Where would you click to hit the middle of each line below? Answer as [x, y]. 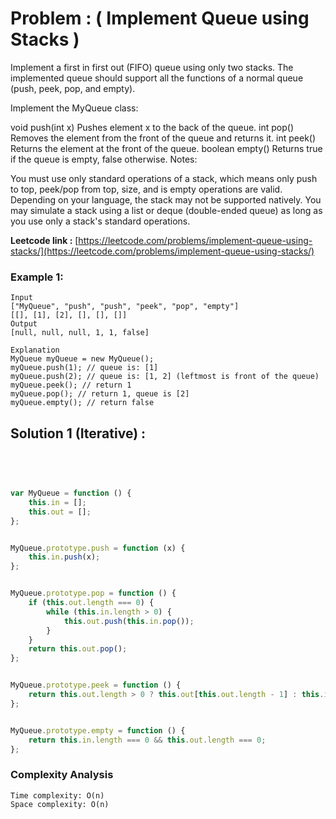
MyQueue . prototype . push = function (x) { [98, 548]
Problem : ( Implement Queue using [160, 18]
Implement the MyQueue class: [74, 108]
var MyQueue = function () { [71, 493]
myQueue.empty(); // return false [82, 403]
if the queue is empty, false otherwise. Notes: [104, 159]
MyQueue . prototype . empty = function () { [98, 730]
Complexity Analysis [62, 775]
